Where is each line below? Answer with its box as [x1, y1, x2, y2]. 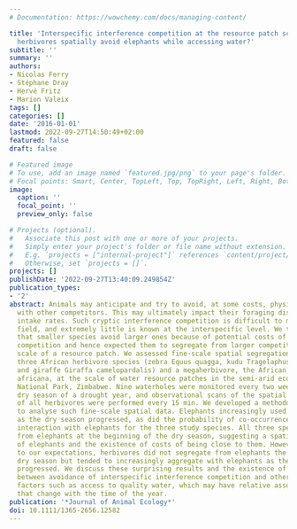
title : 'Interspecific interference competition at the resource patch [9, 28, 278, 38]
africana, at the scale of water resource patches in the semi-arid [17, 374, 275, 383]
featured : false [9, 136, 69, 145]
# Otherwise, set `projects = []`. [9, 259, 148, 268]
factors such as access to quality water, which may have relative [17, 481, 271, 490]
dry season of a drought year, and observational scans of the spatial [17, 391, 287, 400]
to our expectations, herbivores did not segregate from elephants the [17, 448, 287, 457]
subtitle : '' [9, 45, 57, 54]
